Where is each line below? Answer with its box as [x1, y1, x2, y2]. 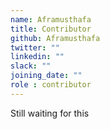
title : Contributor [10, 24, 92, 34]
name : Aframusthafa [10, 14, 92, 25]
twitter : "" [10, 42, 60, 53]
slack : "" [10, 61, 52, 71]
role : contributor [10, 80, 92, 90]
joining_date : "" [10, 71, 83, 81]
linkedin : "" [10, 52, 65, 62]
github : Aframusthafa [10, 33, 101, 43]
